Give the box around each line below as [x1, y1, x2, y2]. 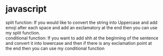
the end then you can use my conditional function [5, 45, 105, 51]
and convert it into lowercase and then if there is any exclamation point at [5, 40, 152, 46]
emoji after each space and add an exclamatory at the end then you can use [5, 24, 158, 30]
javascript [5, 3, 47, 15]
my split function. [5, 30, 40, 36]
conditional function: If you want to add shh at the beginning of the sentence [5, 35, 159, 41]
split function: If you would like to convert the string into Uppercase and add [5, 19, 158, 25]
